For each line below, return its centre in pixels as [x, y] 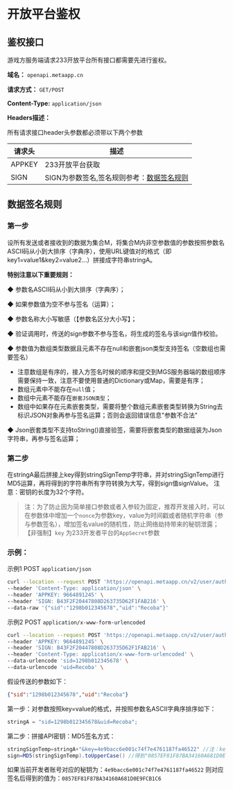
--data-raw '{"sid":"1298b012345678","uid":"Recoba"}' [88, 608]
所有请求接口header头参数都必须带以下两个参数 [75, 132]
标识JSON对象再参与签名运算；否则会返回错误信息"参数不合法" [107, 415]
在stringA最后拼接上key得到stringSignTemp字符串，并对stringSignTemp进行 [116, 474]
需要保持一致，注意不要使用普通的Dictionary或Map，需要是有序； [111, 380]
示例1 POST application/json [49, 569]
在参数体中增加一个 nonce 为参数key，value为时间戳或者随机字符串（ [121, 515]
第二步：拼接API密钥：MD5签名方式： [61, 736]
